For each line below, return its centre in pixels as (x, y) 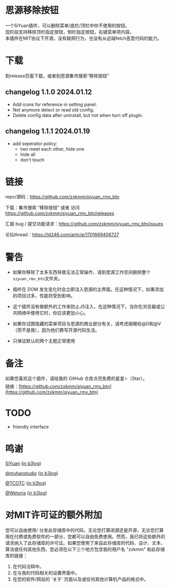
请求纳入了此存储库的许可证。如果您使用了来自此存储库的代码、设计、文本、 (85, 543)
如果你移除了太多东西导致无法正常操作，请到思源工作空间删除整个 (81, 272)
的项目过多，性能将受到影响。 (44, 296)
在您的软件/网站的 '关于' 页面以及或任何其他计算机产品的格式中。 (80, 579)
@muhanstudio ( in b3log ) (32, 473)
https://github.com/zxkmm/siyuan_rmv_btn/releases (60, 213)
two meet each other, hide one (52, 149)
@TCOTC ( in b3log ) (26, 483)
